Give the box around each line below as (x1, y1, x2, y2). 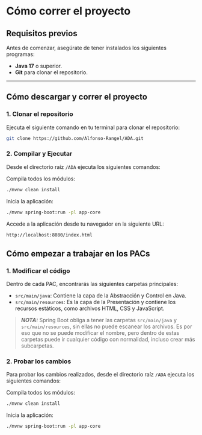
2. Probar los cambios (6, 357, 72, 366)
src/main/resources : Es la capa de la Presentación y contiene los (14, 299, 176, 306)
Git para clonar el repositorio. (14, 69, 88, 76)
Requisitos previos (6, 28, 78, 39)
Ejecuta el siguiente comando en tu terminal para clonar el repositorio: (6, 124, 180, 131)
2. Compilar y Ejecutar (6, 150, 73, 158)
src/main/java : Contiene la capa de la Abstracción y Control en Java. (14, 292, 186, 299)
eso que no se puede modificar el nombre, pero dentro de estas (20, 329, 180, 337)
